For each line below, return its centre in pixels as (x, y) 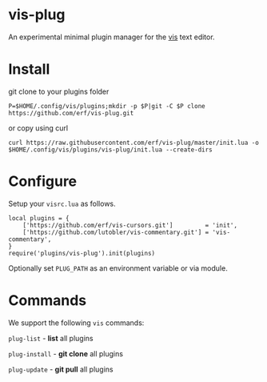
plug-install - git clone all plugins (66, 353)
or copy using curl (38, 128)
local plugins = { (39, 218)
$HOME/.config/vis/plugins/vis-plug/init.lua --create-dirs (111, 150)
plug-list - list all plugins (51, 338)
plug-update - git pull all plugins (61, 369)
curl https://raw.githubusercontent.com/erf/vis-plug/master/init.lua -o (134, 143)
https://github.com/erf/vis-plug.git (71, 113)
